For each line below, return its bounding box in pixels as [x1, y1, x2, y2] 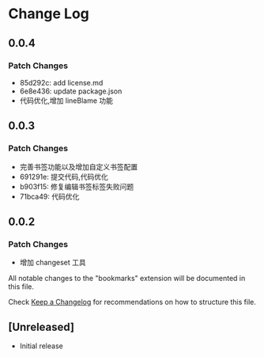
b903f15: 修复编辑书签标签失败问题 [19, 181, 134, 191]
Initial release [19, 341, 63, 351]
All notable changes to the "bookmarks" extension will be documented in [8, 274, 246, 283]
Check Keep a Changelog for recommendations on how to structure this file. [8, 298, 257, 307]
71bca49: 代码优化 [19, 192, 80, 201]
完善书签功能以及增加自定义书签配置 [19, 161, 138, 171]
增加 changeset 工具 [19, 258, 86, 268]
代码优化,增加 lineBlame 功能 [19, 96, 113, 105]
